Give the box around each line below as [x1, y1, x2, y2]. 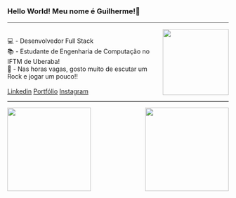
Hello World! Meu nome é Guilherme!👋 [7, 6, 140, 16]
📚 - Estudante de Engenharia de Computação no [7, 47, 150, 55]
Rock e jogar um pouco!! [7, 72, 79, 81]
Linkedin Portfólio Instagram [7, 87, 89, 95]
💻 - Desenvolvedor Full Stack [7, 37, 93, 45]
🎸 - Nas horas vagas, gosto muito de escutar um [7, 65, 147, 73]
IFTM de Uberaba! [7, 58, 60, 66]
